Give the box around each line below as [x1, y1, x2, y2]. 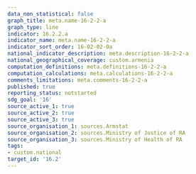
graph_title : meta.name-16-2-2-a [7, 17, 107, 24]
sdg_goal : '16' [7, 97, 53, 104]
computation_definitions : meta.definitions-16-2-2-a [7, 63, 167, 70]
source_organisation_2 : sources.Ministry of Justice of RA [7, 129, 186, 136]
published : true [7, 83, 55, 90]
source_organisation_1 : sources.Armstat [7, 122, 129, 130]
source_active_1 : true [7, 103, 75, 110]
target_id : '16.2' [7, 156, 62, 163]
